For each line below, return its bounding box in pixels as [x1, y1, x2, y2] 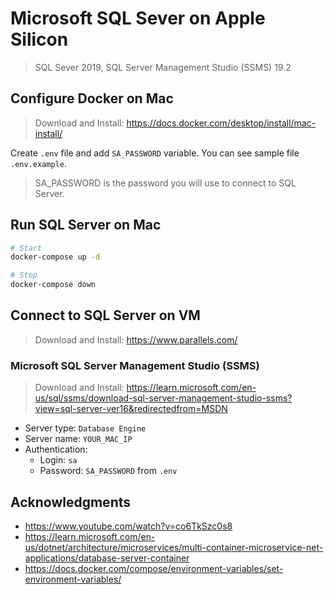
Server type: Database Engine [24, 422, 147, 434]
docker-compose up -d [10, 252, 101, 262]
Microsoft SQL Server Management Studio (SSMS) [10, 358, 260, 372]
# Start [10, 243, 43, 253]
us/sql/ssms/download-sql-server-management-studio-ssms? [34, 392, 293, 404]
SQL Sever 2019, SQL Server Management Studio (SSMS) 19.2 [34, 61, 292, 73]
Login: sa [39, 454, 78, 466]
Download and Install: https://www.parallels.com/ [34, 333, 238, 346]
